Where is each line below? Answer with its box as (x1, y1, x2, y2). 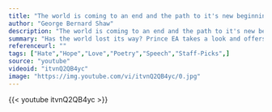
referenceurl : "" (8, 42, 67, 50)
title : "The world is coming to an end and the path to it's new (8, 11, 233, 20)
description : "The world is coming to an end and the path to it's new (8, 27, 255, 35)
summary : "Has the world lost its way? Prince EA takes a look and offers (8, 34, 266, 43)
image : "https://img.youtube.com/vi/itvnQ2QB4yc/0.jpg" (8, 72, 201, 80)
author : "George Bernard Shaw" (8, 19, 114, 28)
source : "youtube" (8, 58, 70, 66)
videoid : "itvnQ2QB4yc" (8, 65, 89, 73)
